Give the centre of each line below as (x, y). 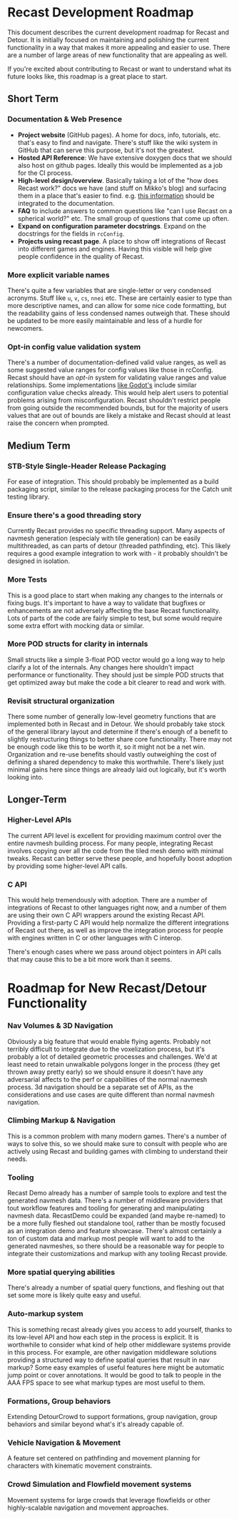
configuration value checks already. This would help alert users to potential (118, 393)
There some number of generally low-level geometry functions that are (112, 717)
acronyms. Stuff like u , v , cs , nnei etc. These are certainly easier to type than (120, 298)
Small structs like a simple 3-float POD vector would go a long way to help (116, 659)
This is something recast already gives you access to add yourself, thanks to (120, 1329)
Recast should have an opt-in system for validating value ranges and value (117, 378)
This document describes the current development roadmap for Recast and (118, 32)
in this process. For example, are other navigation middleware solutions (112, 1352)
